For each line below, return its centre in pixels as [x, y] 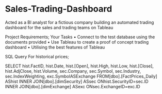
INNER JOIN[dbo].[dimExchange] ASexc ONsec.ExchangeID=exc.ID [73, 86]
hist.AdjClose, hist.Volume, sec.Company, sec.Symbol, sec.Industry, [73, 71]
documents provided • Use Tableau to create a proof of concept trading [77, 42]
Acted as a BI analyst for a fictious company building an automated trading [80, 22]
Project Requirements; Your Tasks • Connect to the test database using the [80, 37]
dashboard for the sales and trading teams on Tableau [59, 27]
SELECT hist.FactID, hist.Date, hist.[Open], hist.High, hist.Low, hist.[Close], [79, 66]
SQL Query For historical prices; [37, 56]
